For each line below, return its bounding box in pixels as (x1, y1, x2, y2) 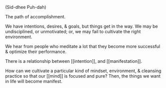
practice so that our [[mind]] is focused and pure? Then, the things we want (5, 73, 161, 79)
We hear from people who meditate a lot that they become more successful (5, 44, 161, 49)
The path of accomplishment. (5, 14, 66, 19)
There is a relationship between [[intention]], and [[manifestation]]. (5, 58, 142, 64)
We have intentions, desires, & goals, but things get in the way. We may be (5, 23, 158, 29)
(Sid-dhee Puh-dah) (5, 4, 46, 10)
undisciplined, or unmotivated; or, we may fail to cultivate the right (5, 29, 141, 34)
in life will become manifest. (5, 79, 63, 84)
